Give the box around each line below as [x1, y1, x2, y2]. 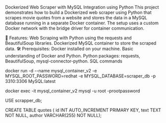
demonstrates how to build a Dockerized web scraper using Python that [5, 9, 152, 15]
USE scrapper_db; [5, 98, 42, 103]
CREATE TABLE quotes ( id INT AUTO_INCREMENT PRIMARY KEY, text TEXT [5, 107, 161, 113]
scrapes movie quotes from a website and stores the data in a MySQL [5, 15, 148, 20]
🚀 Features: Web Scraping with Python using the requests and [5, 35, 132, 41]
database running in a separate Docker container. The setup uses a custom [5, 20, 159, 26]
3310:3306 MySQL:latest [5, 78, 56, 84]
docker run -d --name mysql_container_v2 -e [5, 68, 97, 73]
